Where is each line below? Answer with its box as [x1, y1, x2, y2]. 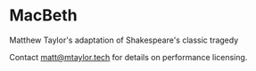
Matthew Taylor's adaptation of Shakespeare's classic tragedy [9, 35, 239, 45]
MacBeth [9, 5, 78, 26]
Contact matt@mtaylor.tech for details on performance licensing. [9, 51, 248, 62]
